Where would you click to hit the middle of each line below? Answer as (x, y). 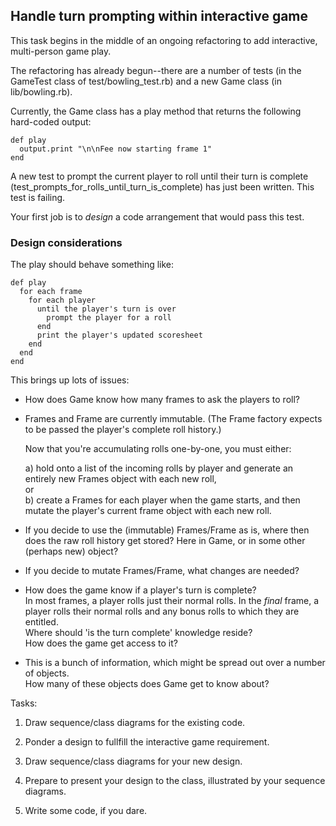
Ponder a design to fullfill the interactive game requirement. (147, 742)
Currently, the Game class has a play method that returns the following (156, 111)
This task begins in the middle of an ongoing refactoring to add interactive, (164, 40)
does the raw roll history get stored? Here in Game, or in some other (165, 541)
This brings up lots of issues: (70, 380)
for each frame (51, 292)
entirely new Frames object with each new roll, (120, 479)
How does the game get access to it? (101, 643)
